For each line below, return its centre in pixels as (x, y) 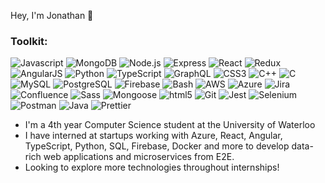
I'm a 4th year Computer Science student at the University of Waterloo (170, 125)
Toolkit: (29, 41)
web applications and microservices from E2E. (139, 157)
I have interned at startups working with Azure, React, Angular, (153, 136)
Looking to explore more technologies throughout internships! (152, 167)
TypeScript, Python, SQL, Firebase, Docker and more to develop (157, 146)
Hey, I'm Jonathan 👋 (52, 15)
